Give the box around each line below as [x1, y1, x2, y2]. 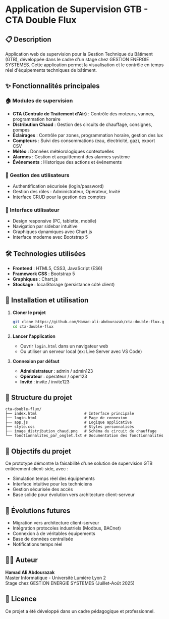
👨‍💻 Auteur [5, 556, 38, 564]
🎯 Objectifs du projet [5, 447, 72, 456]
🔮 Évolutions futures [5, 506, 71, 515]
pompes [12, 126, 30, 132]
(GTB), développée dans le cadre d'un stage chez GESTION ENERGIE [5, 57, 149, 62]
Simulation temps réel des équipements [12, 475, 95, 481]
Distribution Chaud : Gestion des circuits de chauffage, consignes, [12, 121, 152, 127]
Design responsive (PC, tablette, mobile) [12, 218, 97, 224]
